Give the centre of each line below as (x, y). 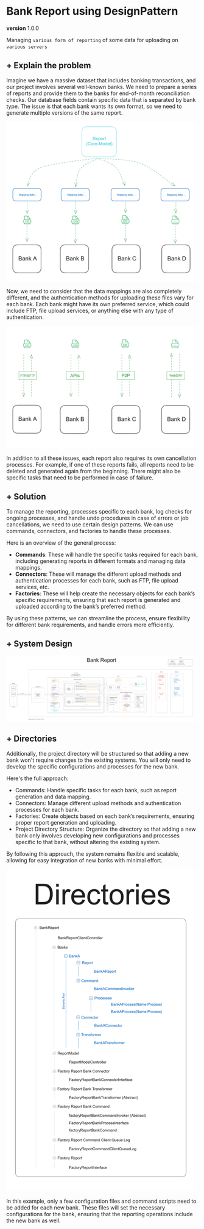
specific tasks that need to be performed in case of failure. (80, 478)
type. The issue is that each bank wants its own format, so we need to (94, 106)
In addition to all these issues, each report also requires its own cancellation (101, 458)
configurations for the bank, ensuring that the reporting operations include (100, 1214)
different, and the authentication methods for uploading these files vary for (100, 298)
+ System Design (39, 644)
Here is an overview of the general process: (61, 543)
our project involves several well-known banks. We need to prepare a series (101, 87)
